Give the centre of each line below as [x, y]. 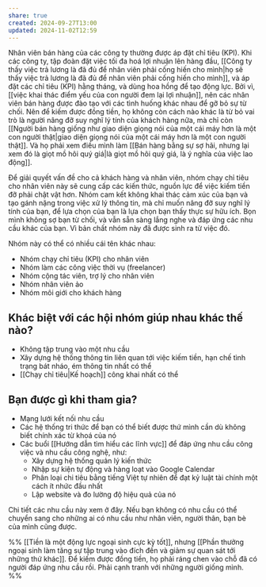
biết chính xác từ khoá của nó [68, 435]
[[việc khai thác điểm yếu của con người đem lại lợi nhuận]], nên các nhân [129, 95]
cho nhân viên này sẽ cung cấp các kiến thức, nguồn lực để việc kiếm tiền [129, 186]
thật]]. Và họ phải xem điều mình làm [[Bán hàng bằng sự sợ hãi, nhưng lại [129, 146]
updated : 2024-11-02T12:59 [53, 30]
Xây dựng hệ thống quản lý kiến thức [91, 460]
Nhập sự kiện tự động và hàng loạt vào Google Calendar [123, 469]
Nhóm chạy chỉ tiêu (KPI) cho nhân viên [84, 259]
